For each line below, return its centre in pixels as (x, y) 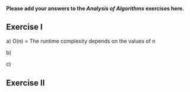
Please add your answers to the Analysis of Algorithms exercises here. (95, 8)
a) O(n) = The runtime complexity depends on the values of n (81, 41)
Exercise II (26, 83)
